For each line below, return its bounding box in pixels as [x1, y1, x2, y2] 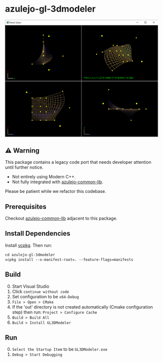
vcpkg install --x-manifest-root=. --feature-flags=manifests [5, 257, 133, 262]
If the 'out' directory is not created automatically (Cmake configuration [12, 304, 153, 310]
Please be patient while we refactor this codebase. [5, 189, 106, 194]
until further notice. [5, 164, 44, 171]
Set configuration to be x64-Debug [12, 293, 79, 299]
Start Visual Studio [12, 283, 49, 289]
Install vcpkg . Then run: [5, 242, 52, 248]
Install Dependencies [5, 229, 70, 238]
